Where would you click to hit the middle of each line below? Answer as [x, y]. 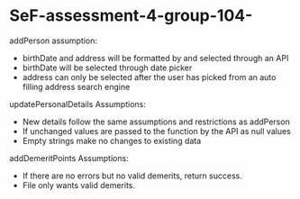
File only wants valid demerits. [79, 185]
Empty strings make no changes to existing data [112, 140]
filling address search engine [76, 86]
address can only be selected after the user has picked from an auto [149, 77]
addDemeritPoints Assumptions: [69, 158]
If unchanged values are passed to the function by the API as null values [156, 131]
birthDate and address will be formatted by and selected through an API [155, 58]
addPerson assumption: [53, 41]
